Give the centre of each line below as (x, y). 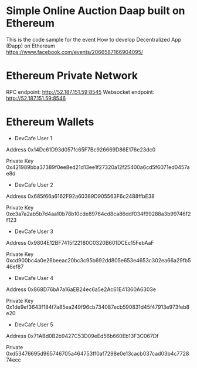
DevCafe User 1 (33, 138)
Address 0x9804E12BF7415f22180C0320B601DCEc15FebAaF (80, 242)
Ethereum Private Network (72, 76)
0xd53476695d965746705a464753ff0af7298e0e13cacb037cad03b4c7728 (98, 353)
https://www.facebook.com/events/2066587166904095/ (75, 52)
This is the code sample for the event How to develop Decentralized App (94, 39)
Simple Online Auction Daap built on (96, 11)
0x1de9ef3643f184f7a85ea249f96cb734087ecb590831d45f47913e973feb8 (98, 307)
